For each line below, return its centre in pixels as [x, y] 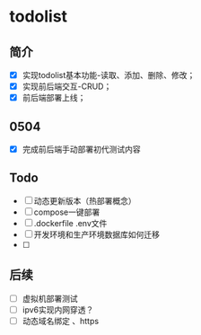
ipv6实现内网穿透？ [58, 309]
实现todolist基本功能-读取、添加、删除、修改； [109, 75]
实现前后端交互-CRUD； [67, 86]
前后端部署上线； [54, 98]
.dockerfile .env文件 [70, 223]
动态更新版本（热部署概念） [85, 200]
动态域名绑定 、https [61, 321]
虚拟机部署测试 [50, 298]
